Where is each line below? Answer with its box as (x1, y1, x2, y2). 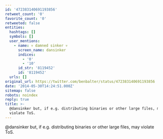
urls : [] (9, 75, 27, 79)
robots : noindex (5, 93, 38, 97)
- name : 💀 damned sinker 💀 (14, 43, 68, 48)
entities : (5, 25, 25, 30)
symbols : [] (9, 34, 34, 39)
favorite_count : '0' (5, 16, 47, 21)
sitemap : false (5, 88, 36, 93)
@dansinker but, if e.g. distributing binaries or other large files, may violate (5, 124, 154, 130)
